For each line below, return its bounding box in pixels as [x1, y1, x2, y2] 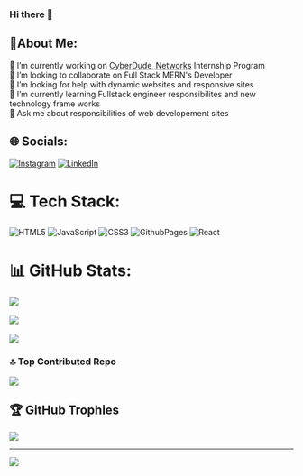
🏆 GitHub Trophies [9, 403, 120, 418]
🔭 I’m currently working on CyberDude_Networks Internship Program [9, 59, 266, 70]
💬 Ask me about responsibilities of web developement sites [9, 107, 229, 118]
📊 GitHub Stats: [9, 261, 133, 280]
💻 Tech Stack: [9, 191, 121, 211]
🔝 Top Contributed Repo [9, 355, 117, 368]
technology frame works [9, 98, 101, 109]
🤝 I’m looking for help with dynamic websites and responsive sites [9, 78, 254, 89]
